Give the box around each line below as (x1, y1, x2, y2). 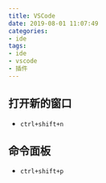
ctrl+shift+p (19, 168, 64, 176)
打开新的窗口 (8, 96, 72, 110)
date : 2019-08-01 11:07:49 (8, 19, 99, 28)
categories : (8, 27, 48, 35)
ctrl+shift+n (19, 120, 64, 128)
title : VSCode (8, 11, 56, 20)
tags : (8, 42, 26, 50)
